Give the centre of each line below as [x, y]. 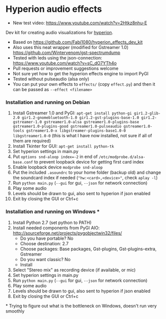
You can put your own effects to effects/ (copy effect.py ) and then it [84, 84]
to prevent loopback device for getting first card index [89, 162]
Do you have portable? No [47, 238]
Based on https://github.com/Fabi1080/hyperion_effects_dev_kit [78, 42]
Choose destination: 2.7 [44, 243]
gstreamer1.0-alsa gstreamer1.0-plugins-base [92, 122]
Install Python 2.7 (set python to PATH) [52, 222]
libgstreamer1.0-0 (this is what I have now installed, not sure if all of [82, 136]
